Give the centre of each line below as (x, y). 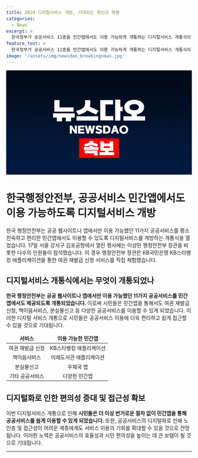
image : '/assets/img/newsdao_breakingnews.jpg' (66, 56)
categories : (21, 19)
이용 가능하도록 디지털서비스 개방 (81, 213)
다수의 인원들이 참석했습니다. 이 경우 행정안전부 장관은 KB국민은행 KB (97, 253)
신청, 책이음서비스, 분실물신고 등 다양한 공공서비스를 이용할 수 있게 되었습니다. (96, 310)
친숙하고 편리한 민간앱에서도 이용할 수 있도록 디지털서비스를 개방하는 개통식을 (95, 238)
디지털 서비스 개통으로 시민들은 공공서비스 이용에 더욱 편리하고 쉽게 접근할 (102, 318)
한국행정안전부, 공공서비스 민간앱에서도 (96, 198)
